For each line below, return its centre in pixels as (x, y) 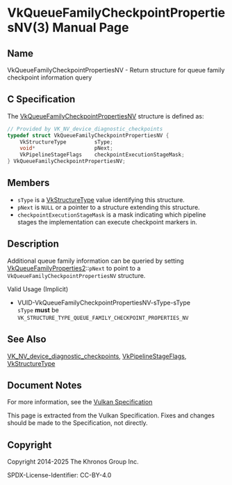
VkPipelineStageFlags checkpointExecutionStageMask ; (102, 155)
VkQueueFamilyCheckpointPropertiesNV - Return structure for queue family (116, 70)
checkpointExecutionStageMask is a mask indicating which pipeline (111, 215)
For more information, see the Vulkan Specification (80, 402)
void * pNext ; (66, 148)
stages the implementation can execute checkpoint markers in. (107, 222)
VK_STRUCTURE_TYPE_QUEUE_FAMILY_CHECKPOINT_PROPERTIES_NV (103, 318)
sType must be (38, 310)
